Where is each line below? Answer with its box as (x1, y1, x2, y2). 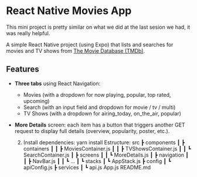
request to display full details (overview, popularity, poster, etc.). (14, 127, 170, 134)
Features (6, 64, 39, 74)
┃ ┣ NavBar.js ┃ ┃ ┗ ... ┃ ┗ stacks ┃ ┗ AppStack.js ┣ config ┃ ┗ (23, 157, 171, 165)
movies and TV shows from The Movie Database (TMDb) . (6, 47, 145, 54)
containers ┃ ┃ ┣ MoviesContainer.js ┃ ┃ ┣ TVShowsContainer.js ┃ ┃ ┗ (23, 145, 191, 152)
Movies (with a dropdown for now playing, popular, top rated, (23, 91, 171, 98)
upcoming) (23, 97, 50, 104)
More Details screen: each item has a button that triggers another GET (14, 121, 186, 128)
